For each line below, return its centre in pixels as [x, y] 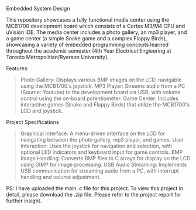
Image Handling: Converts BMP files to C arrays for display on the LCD [105, 158]
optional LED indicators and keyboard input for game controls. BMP [102, 152]
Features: [18, 68]
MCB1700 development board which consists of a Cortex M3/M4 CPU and [96, 26]
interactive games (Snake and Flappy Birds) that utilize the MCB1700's [105, 104]
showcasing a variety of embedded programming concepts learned [87, 44]
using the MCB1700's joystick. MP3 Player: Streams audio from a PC [103, 86]
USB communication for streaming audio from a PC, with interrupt [100, 171]
